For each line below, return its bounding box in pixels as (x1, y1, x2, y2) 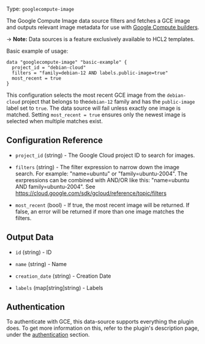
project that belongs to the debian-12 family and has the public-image (21, 98, 195, 105)
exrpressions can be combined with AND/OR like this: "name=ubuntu (15, 176, 190, 183)
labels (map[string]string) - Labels (15, 284, 103, 291)
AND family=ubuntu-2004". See (15, 183, 96, 190)
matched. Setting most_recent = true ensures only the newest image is (6, 111, 186, 118)
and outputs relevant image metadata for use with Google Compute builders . (6, 24, 199, 31)
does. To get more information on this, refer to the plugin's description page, (6, 324, 199, 332)
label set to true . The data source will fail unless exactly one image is (6, 104, 181, 112)
